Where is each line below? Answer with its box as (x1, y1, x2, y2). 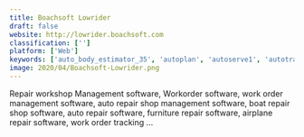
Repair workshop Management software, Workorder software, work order (9, 87, 283, 99)
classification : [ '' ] (9, 38, 91, 48)
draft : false (9, 22, 59, 31)
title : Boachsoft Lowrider (9, 13, 111, 23)
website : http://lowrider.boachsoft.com (9, 30, 165, 39)
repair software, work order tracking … (9, 116, 154, 127)
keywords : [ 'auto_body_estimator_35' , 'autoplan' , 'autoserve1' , (9, 55, 261, 64)
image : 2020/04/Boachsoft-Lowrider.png (9, 64, 160, 73)
